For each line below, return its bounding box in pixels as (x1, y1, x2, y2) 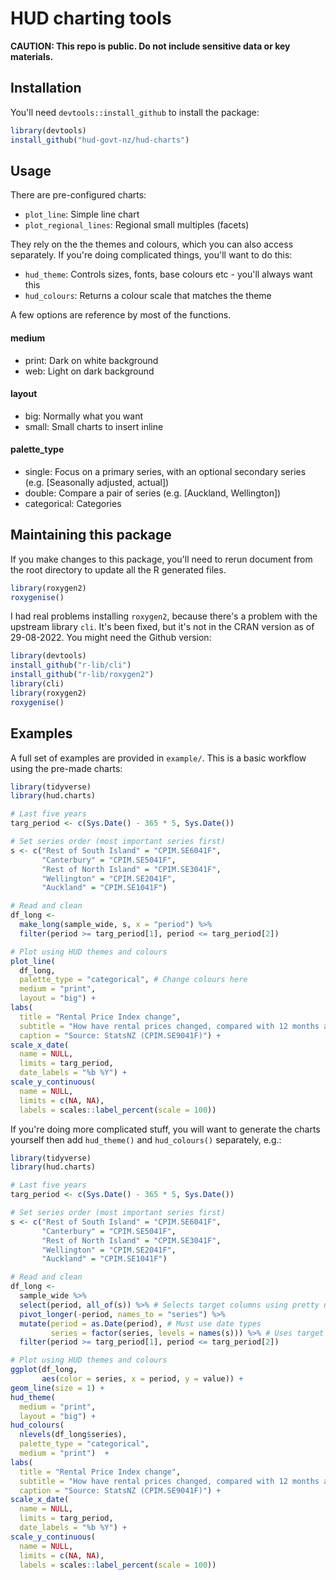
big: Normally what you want (24, 410, 144, 422)
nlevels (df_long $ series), (19, 1430, 128, 1440)
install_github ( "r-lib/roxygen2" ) (10, 670, 155, 680)
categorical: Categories (24, 497, 122, 509)
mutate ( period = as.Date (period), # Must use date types (19, 1318, 262, 1329)
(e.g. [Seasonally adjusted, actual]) (24, 476, 170, 488)
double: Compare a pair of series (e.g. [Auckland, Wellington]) (24, 487, 282, 499)
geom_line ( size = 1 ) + (10, 1383, 105, 1393)
